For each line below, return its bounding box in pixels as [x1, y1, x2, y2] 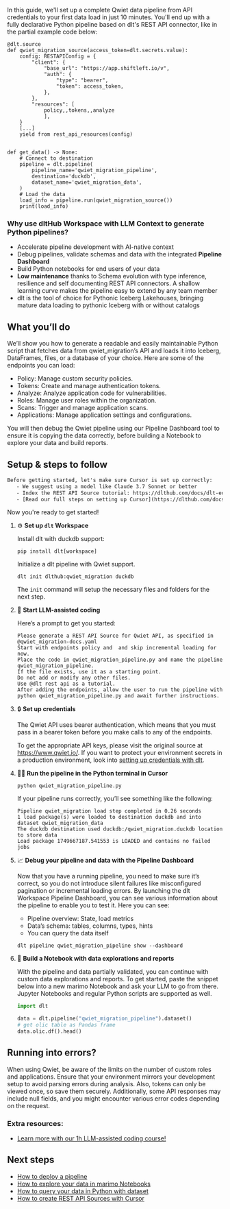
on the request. [7, 1101, 50, 1110]
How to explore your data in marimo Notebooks [16, 1180, 151, 1188]
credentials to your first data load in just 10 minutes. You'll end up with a [7, 13, 210, 21]
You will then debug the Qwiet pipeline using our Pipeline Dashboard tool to [7, 424, 220, 433]
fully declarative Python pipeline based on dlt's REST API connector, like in [7, 21, 218, 28]
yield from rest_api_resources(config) [19, 131, 133, 138]
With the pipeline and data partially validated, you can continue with [16, 968, 209, 976]
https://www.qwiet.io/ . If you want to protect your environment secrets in [16, 749, 222, 757]
